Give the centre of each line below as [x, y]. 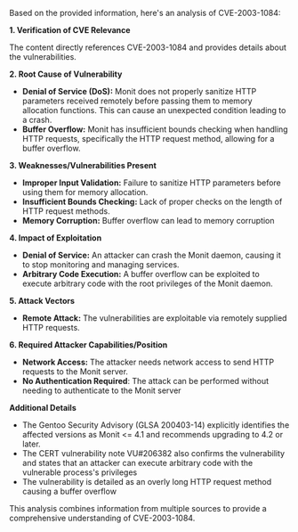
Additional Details [43, 408]
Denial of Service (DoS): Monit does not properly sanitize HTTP [139, 91]
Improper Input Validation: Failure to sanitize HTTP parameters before [152, 183]
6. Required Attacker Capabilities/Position [89, 345]
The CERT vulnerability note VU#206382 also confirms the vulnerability [153, 453]
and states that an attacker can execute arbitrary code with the [137, 463]
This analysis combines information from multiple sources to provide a [138, 508]
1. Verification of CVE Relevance [70, 30]
